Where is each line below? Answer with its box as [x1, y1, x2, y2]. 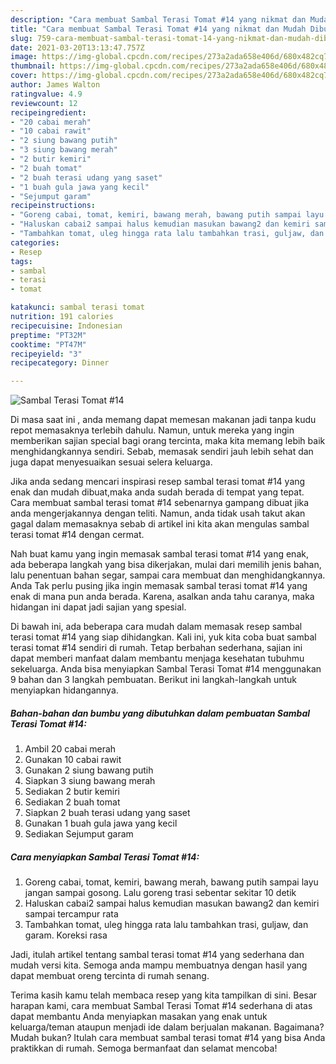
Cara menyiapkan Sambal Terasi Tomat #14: [10, 851, 200, 863]
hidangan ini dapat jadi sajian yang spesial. [10, 601, 187, 613]
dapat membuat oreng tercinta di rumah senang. [10, 970, 210, 982]
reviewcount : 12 [10, 98, 78, 108]
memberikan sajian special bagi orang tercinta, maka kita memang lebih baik [10, 435, 326, 447]
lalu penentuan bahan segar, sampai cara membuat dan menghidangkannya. [10, 569, 326, 581]
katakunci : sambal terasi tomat [10, 302, 145, 313]
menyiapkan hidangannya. [10, 684, 119, 696]
